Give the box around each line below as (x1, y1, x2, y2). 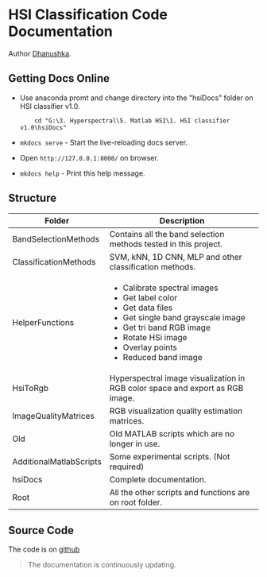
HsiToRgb (12, 382, 49, 393)
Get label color (122, 292, 178, 303)
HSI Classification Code (8, 6, 168, 24)
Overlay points (122, 342, 177, 353)
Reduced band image (122, 351, 203, 362)
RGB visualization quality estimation (109, 405, 243, 416)
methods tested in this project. (109, 238, 223, 250)
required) (109, 461, 145, 472)
